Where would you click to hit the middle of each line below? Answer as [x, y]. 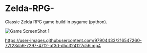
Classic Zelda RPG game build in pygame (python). [56, 22]
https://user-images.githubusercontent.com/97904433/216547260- [73, 40]
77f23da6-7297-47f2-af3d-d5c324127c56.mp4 [53, 45]
